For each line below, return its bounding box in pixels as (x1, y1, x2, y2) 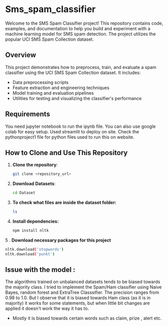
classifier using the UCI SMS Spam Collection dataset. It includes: (5, 69, 141, 75)
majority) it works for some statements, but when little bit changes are (5, 300, 150, 306)
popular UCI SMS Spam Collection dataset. (5, 36, 94, 42)
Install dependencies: (12, 218, 59, 224)
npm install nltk (12, 228, 49, 233)
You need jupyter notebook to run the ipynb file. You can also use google (5, 123, 156, 129)
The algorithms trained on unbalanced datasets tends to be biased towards (5, 279, 160, 285)
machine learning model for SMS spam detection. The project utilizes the (5, 31, 156, 37)
